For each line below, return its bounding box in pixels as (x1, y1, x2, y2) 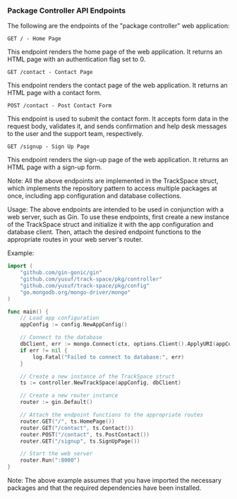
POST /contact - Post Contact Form (7, 102, 112, 109)
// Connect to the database (20, 334, 102, 341)
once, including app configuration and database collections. (7, 192, 182, 200)
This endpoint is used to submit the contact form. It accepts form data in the (7, 115, 229, 123)
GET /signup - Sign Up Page (7, 143, 90, 150)
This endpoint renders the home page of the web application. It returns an (7, 48, 222, 56)
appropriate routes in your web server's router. (7, 235, 143, 244)
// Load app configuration (20, 314, 99, 322)
